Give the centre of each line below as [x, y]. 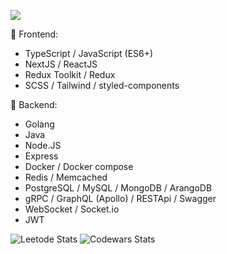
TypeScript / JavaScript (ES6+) [89, 53]
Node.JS [43, 145]
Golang [39, 124]
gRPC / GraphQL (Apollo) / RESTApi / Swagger [120, 198]
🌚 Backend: [34, 104]
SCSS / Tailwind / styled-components [102, 85]
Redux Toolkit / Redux [70, 74]
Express [41, 156]
